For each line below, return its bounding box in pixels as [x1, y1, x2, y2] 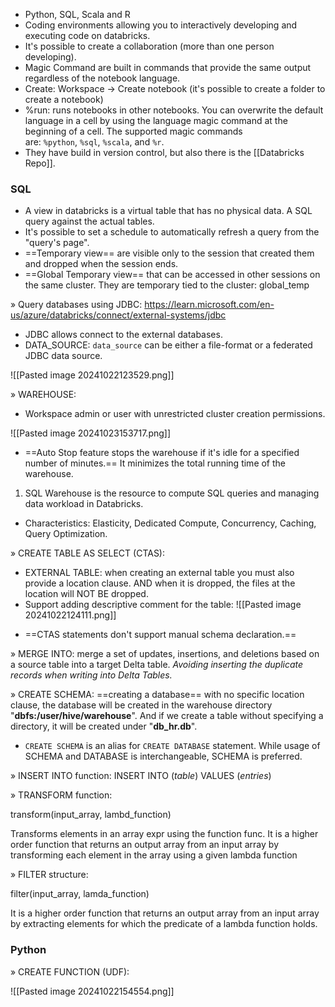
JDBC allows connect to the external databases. [24, 329, 223, 341]
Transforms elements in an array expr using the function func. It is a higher [10, 828, 319, 840]
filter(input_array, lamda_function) [10, 888, 150, 900]
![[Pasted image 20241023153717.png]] [10, 427, 172, 439]
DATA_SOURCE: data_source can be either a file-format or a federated [24, 339, 313, 351]
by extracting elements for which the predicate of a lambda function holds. [10, 918, 318, 930]
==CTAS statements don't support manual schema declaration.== [24, 629, 297, 641]
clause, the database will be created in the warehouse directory [10, 699, 273, 711]
